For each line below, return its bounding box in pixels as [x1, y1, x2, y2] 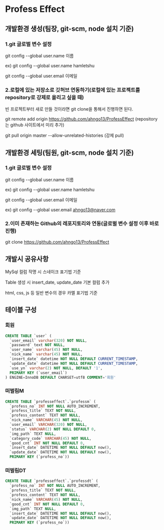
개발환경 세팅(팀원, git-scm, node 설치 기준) [5, 148, 134, 157]
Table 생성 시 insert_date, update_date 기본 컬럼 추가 [5, 279, 110, 285]
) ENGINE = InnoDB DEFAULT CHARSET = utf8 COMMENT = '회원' [5, 375, 116, 380]
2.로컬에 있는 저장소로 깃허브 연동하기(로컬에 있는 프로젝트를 [5, 86, 140, 93]
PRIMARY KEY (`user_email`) [9, 370, 68, 375]
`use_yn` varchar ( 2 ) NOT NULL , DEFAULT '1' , [9, 365, 103, 370]
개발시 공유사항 [5, 254, 49, 263]
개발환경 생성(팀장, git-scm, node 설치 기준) [5, 24, 134, 33]
